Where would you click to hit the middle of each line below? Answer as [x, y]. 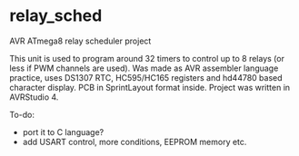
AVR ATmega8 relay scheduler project [80, 41]
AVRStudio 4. [34, 97]
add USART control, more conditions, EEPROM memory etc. [135, 141]
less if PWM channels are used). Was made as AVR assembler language [144, 68]
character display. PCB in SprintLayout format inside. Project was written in [150, 87]
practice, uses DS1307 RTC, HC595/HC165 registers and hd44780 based [146, 77]
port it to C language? [63, 132]
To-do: [22, 114]
